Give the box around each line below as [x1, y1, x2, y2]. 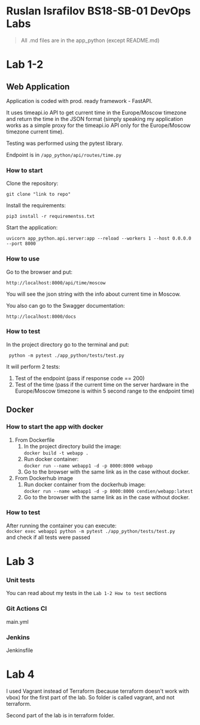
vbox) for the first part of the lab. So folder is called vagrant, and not [6, 693, 175, 701]
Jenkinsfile [6, 647, 34, 654]
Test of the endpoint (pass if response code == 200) [14, 374, 145, 381]
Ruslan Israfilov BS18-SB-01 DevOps [6, 4, 191, 18]
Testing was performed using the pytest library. [6, 139, 123, 147]
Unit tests [6, 576, 35, 584]
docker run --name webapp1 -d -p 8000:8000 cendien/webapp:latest [23, 488, 193, 495]
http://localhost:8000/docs [6, 313, 77, 320]
